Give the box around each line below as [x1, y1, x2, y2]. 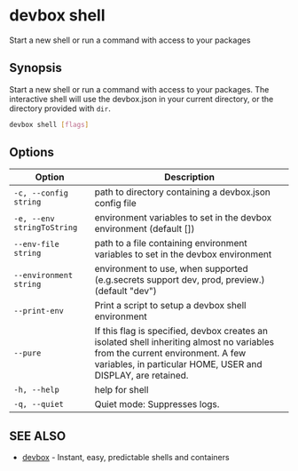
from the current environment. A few [94, 347, 247, 360]
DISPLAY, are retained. [94, 370, 189, 382]
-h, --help [13, 385, 59, 395]
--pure [13, 348, 42, 358]
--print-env [13, 306, 65, 316]
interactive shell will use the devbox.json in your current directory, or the [9, 93, 274, 104]
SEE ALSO [9, 428, 67, 443]
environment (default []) [94, 223, 195, 235]
